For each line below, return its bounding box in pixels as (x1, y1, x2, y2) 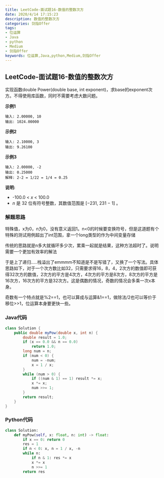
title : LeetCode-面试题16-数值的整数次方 (5, 7, 84, 12)
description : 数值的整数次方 (5, 16, 60, 21)
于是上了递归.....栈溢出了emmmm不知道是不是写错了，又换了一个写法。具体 (5, 259, 159, 265)
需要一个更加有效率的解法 (5, 249, 57, 255)
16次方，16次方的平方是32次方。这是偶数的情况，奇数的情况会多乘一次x (5, 278, 151, 284)
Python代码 (5, 416, 33, 423)
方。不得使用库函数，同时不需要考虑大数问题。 (5, 93, 100, 99)
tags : (5, 26, 16, 31)
